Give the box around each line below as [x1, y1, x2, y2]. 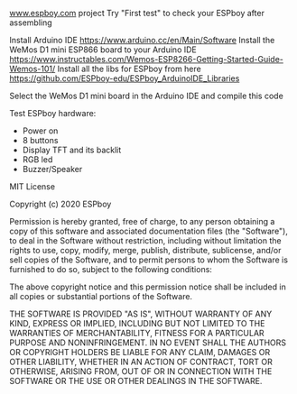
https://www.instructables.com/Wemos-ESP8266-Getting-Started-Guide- [9, 54, 284, 64]
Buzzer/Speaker [22, 164, 83, 174]
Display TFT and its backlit [22, 144, 122, 155]
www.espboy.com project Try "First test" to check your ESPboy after [9, 8, 265, 18]
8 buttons [22, 135, 59, 145]
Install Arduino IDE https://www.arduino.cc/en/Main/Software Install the [9, 35, 275, 45]
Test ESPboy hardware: [9, 108, 97, 118]
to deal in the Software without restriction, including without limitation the [9, 235, 282, 246]
